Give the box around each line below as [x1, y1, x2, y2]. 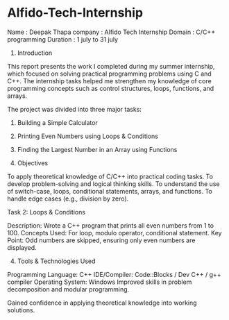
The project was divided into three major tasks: [7, 105, 142, 113]
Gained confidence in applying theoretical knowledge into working [7, 298, 197, 307]
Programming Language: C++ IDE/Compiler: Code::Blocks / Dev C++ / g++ [7, 270, 221, 278]
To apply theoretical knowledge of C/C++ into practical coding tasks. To [7, 172, 214, 180]
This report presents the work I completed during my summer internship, [7, 62, 215, 70]
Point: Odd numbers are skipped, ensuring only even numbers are [7, 236, 196, 244]
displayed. [7, 243, 37, 251]
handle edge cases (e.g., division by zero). [7, 194, 129, 203]
